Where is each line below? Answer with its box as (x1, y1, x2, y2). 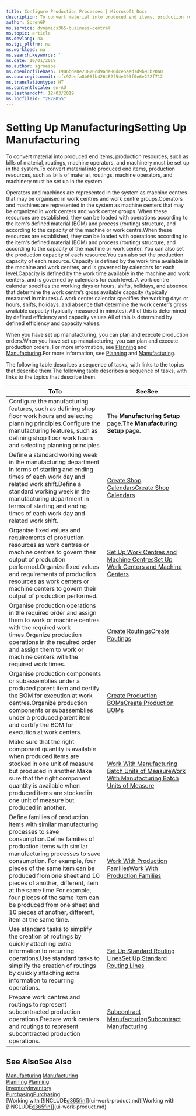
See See (136, 387, 159, 395)
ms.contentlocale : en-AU (6, 85, 66, 91)
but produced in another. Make (9, 766, 92, 775)
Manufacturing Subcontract (107, 1015, 181, 1023)
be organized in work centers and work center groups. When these (6, 207, 167, 214)
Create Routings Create (107, 627, 170, 635)
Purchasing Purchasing (6, 1091, 61, 1098)
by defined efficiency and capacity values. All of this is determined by (6, 313, 173, 320)
